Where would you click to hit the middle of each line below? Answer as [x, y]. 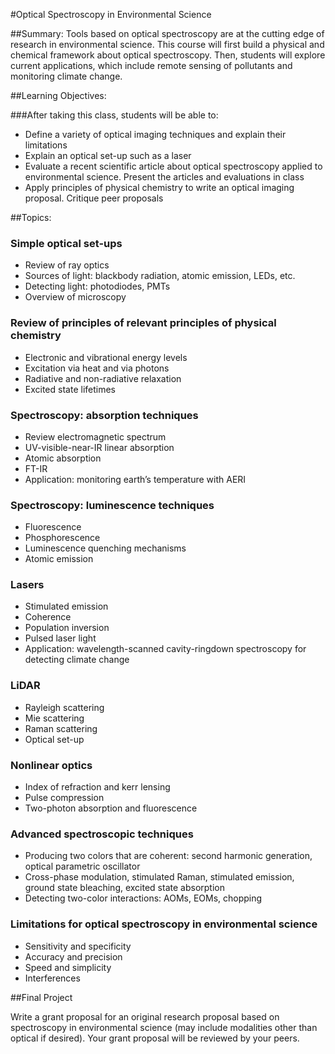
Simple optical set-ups [66, 243]
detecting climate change [77, 660]
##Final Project [41, 997]
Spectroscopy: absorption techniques [104, 415]
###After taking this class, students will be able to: [114, 115]
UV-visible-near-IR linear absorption [99, 447]
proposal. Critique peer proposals [94, 198]
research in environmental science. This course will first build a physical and [167, 44]
